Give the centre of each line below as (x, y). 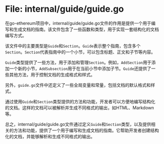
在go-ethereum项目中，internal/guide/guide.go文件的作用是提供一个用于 (78, 23)
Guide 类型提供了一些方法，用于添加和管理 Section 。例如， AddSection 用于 (78, 62)
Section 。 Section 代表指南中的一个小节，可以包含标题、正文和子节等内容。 (80, 52)
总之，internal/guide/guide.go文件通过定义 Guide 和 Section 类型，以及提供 (78, 124)
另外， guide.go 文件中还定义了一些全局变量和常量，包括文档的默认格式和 (78, 85)
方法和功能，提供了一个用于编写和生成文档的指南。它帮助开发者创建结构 (86, 130)
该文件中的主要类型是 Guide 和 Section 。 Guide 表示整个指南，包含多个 (73, 46)
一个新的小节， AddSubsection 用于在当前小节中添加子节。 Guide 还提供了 (80, 68)
